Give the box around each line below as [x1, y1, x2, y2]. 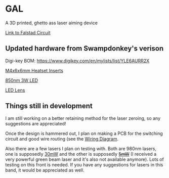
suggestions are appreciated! [5, 120, 67, 126]
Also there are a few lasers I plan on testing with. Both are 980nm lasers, [5, 145, 157, 152]
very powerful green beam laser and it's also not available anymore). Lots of [5, 156, 164, 162]
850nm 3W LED [5, 77, 38, 83]
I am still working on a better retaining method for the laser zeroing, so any [5, 115, 161, 121]
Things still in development [5, 102, 93, 110]
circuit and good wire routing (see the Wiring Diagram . [5, 136, 119, 142]
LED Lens [5, 87, 25, 93]
